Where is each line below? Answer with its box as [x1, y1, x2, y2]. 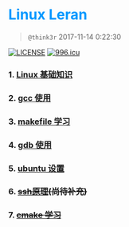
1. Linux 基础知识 [8, 69, 73, 80]
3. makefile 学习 [8, 116, 71, 127]
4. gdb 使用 [8, 139, 52, 150]
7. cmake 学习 [8, 209, 61, 221]
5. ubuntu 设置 [8, 162, 65, 173]
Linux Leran [8, 6, 88, 24]
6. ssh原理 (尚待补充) [8, 186, 88, 197]
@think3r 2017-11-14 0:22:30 [27, 32, 122, 42]
